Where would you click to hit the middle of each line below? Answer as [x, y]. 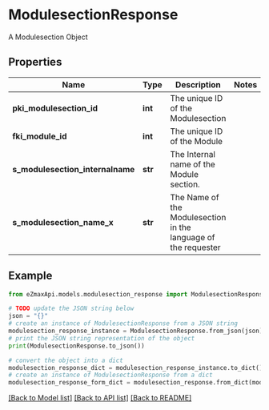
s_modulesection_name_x [63, 222]
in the [181, 227]
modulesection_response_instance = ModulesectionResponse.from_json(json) [136, 331]
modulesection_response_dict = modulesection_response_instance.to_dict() [136, 368]
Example [30, 276]
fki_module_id [40, 136]
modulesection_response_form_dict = [69, 383]
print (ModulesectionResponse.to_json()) [77, 346]
